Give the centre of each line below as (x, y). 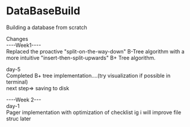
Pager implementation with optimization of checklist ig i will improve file (94, 112)
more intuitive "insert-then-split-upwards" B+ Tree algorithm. (81, 58)
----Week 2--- (24, 100)
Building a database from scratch (47, 27)
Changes (17, 39)
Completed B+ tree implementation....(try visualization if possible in (88, 75)
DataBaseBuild (43, 11)
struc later (19, 118)
